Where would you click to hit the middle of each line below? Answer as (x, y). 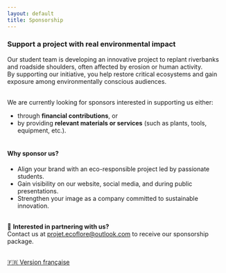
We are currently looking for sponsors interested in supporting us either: (110, 102)
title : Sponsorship (35, 20)
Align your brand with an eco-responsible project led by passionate (113, 169)
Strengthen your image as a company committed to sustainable (108, 199)
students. (31, 176)
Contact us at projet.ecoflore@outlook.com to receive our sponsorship (108, 234)
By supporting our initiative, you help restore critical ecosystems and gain (112, 74)
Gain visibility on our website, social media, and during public (105, 184)
